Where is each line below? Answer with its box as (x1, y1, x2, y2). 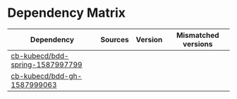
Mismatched (176, 30, 220, 40)
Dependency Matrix (7, 5, 126, 21)
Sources (100, 34, 129, 44)
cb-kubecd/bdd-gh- (11, 71, 83, 81)
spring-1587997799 (11, 60, 83, 70)
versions (183, 39, 213, 48)
